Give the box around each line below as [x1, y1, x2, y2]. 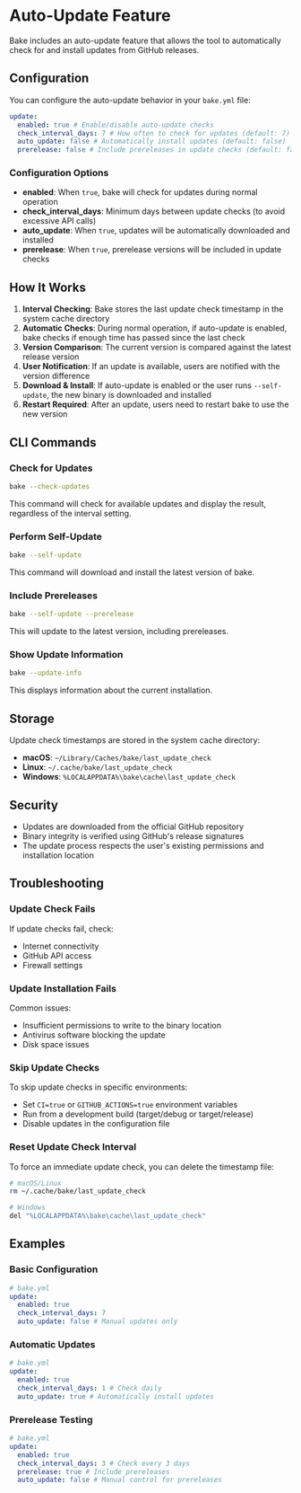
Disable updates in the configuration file [21, 1118, 170, 1129]
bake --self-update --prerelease [9, 610, 134, 619]
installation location [21, 850, 94, 861]
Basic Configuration [9, 1263, 99, 1276]
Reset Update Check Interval [9, 1141, 137, 1153]
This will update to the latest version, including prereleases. [9, 626, 228, 637]
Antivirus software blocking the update [21, 1029, 166, 1040]
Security [9, 797, 58, 813]
